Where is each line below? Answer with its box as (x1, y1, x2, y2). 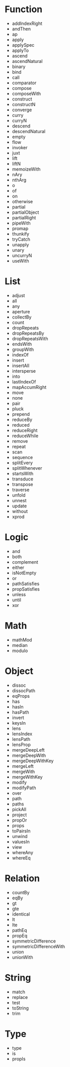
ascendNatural (12, 58, 43, 64)
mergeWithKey (12, 773, 43, 780)
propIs (12, 1055, 26, 1062)
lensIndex (12, 730, 33, 737)
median (12, 642, 28, 648)
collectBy (12, 314, 32, 320)
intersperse (12, 368, 36, 374)
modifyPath (12, 785, 36, 791)
